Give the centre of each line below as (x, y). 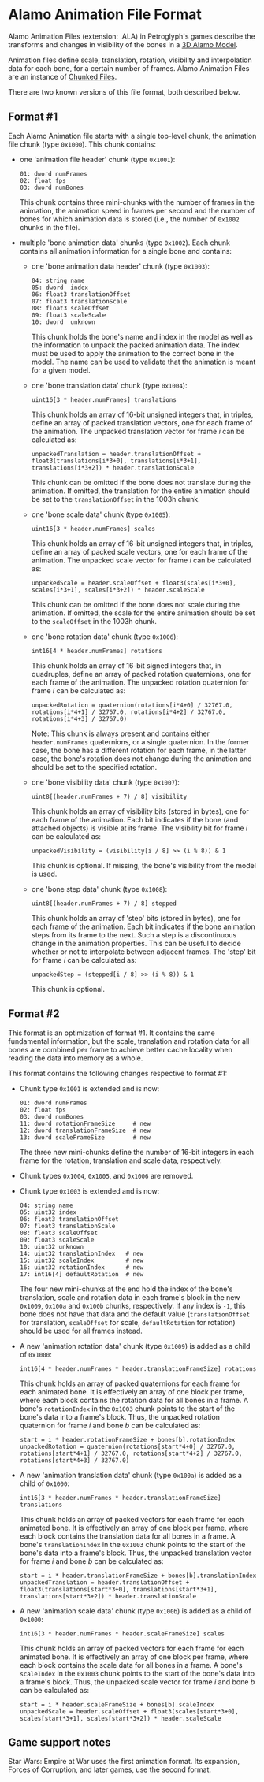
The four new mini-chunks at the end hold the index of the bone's (126, 1289)
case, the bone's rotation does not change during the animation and (141, 759)
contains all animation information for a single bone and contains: (126, 251)
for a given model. (61, 370)
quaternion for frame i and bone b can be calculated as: (110, 1425)
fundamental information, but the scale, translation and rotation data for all (129, 1041)
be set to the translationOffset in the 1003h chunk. (116, 499)
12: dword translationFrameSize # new (85, 1130)
